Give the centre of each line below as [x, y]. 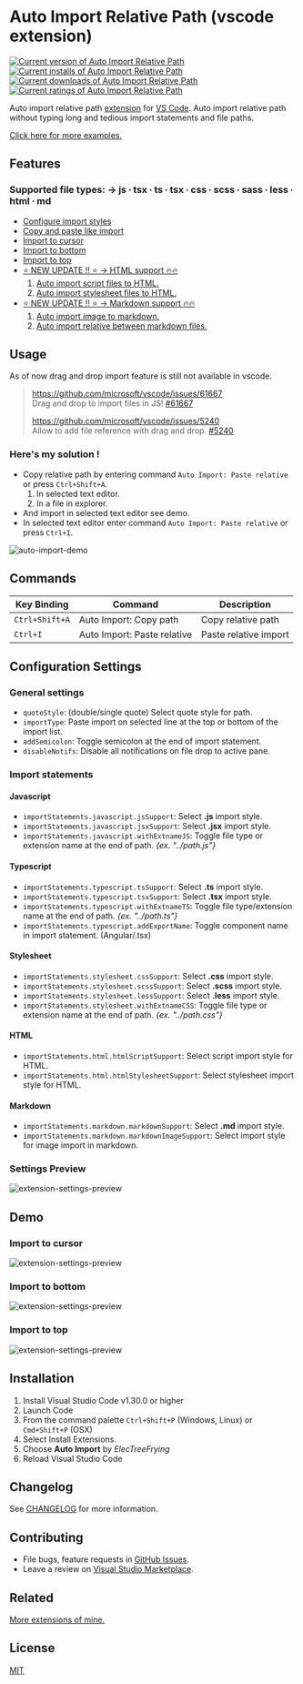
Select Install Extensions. [69, 1439]
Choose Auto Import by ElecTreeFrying [96, 1448]
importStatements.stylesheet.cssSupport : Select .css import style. [148, 976]
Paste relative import [245, 634]
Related [32, 1598]
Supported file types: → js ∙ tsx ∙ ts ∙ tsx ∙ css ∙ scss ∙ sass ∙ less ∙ [151, 190]
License [32, 1648]
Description [245, 604]
